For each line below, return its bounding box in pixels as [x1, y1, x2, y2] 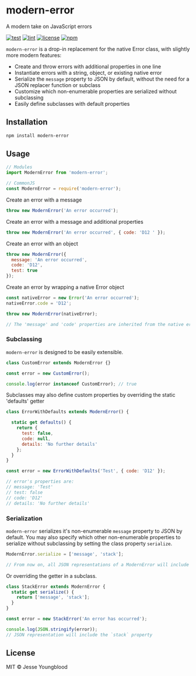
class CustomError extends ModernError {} [6, 360, 111, 366]
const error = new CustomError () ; [6, 370, 90, 376]
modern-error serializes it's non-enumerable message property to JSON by [6, 527, 183, 535]
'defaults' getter [6, 398, 45, 405]
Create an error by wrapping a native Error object [6, 284, 124, 291]
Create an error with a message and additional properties [6, 218, 144, 225]
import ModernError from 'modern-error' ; [6, 170, 108, 176]
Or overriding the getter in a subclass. [6, 572, 97, 579]
